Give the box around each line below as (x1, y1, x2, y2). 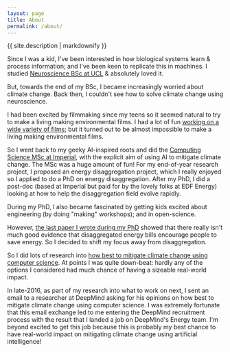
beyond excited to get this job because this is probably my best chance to (7, 323, 216, 331)
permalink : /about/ (7, 23, 63, 30)
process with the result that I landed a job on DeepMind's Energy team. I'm (7, 316, 218, 324)
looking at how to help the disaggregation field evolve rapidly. (7, 189, 182, 198)
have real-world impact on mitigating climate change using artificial (7, 330, 198, 338)
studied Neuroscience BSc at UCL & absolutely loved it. (7, 69, 164, 78)
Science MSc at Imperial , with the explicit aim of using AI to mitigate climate (7, 153, 222, 161)
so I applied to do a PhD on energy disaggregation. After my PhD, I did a (7, 175, 211, 183)
